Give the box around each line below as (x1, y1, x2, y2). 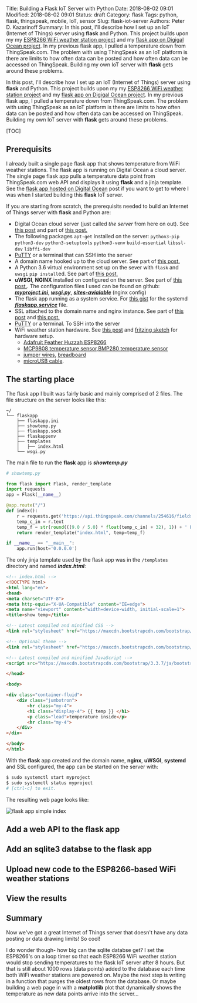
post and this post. (14, 313, 60, 320)
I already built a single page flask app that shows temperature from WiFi (6, 160, 180, 167)
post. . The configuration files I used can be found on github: (14, 282, 160, 289)
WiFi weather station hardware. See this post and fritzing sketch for (14, 326, 178, 333)
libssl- (167, 240, 186, 246)
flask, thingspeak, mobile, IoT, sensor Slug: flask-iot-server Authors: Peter (6, 18, 185, 24)
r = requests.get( (16, 513, 62, 519)
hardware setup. (14, 332, 55, 339)
